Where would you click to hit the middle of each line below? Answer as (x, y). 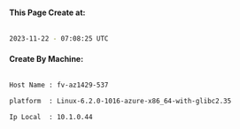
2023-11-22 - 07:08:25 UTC (59, 39)
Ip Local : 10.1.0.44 (51, 118)
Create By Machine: (46, 58)
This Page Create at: (47, 12)
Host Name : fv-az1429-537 (59, 85)
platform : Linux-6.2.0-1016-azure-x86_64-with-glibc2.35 (120, 102)
